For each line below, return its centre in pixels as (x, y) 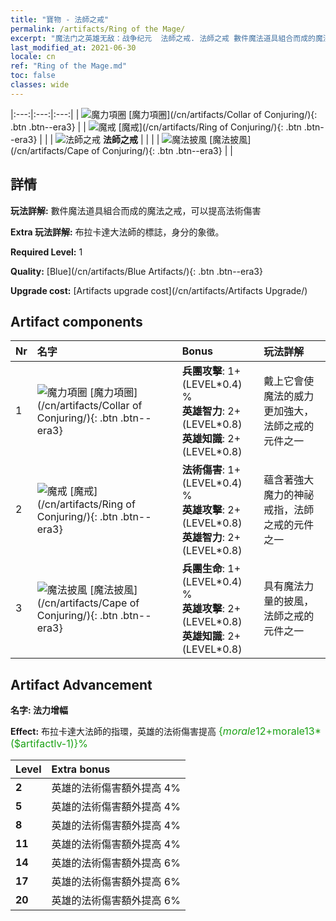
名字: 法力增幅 (39, 710)
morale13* (297, 731)
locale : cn (33, 57)
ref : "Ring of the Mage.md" (69, 66)
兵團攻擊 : (203, 371)
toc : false (33, 76)
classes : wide (40, 85)
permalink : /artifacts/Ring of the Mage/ (98, 29)
